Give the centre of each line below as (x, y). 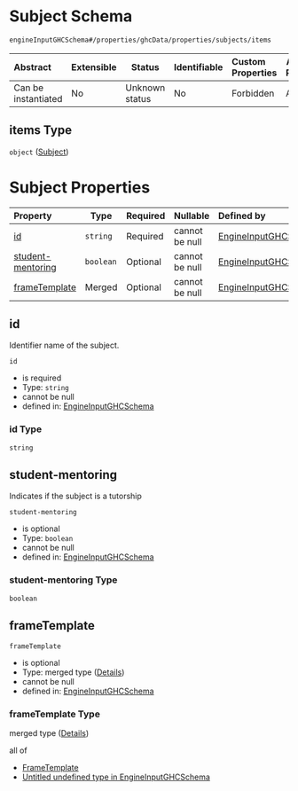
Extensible (94, 67)
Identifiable (198, 67)
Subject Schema (71, 16)
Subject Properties (80, 187)
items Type (41, 130)
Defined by (242, 215)
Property (33, 215)
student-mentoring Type (63, 580)
